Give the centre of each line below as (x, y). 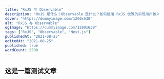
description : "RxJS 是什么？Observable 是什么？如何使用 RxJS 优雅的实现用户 (79, 14)
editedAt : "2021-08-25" (29, 41)
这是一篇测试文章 (31, 71)
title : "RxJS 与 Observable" (34, 9)
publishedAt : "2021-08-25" (32, 37)
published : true (21, 46)
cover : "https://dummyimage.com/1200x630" (49, 18)
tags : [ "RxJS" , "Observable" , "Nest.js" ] (48, 32)
